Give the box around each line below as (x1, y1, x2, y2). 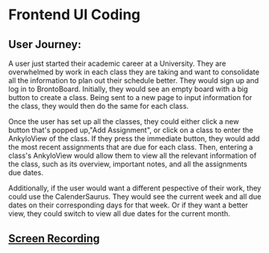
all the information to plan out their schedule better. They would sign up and (8, 76, 259, 85)
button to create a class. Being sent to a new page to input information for (8, 93, 253, 102)
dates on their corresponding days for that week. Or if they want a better (8, 200, 249, 210)
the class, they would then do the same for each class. (8, 102, 189, 110)
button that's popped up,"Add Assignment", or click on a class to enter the (8, 126, 254, 135)
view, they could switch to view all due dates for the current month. (8, 209, 230, 218)
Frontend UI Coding (8, 6, 141, 24)
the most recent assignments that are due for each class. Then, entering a (8, 143, 254, 151)
